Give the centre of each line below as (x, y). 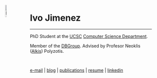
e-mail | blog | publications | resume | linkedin (77, 70)
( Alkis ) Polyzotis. (47, 51)
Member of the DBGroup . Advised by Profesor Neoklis (85, 46)
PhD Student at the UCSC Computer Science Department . (89, 36)
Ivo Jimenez (55, 18)
